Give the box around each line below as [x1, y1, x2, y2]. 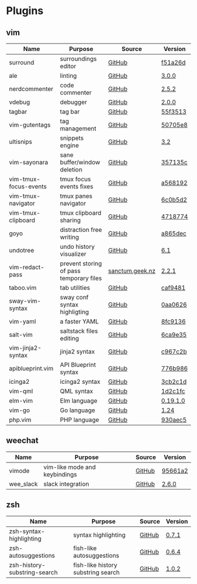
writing [60, 233, 79, 241]
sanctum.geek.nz [108, 267, 156, 275]
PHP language [60, 416, 100, 424]
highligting [60, 308, 89, 316]
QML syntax [60, 387, 94, 395]
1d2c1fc [161, 387, 186, 395]
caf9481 [161, 283, 186, 292]
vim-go [9, 406, 30, 414]
